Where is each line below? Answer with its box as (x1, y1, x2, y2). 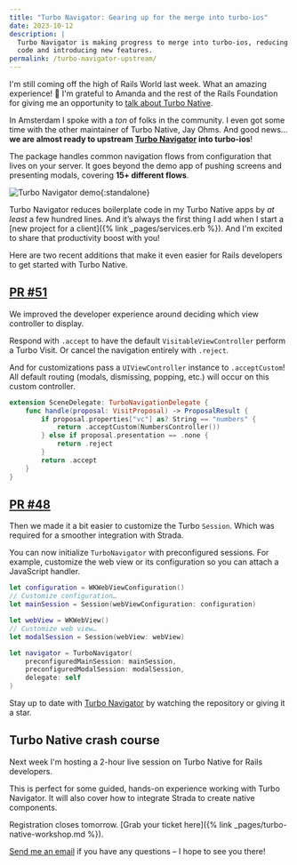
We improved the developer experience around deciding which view (9, 308, 260, 319)
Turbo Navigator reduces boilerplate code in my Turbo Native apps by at (9, 204, 275, 214)
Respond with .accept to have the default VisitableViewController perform (9, 335, 286, 346)
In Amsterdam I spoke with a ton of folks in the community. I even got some (9, 115, 285, 125)
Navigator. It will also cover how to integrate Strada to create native (9, 792, 255, 803)
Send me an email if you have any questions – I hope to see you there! (9, 845, 266, 856)
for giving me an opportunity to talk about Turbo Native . (9, 98, 213, 108)
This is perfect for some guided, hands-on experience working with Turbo (9, 783, 280, 794)
